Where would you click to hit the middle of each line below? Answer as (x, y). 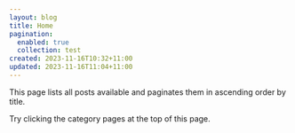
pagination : (31, 34)
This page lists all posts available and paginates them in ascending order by (148, 92)
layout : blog (33, 17)
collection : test (49, 51)
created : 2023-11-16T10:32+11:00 (71, 59)
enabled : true (43, 42)
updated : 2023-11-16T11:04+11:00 (71, 67)
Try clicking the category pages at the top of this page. (110, 118)
